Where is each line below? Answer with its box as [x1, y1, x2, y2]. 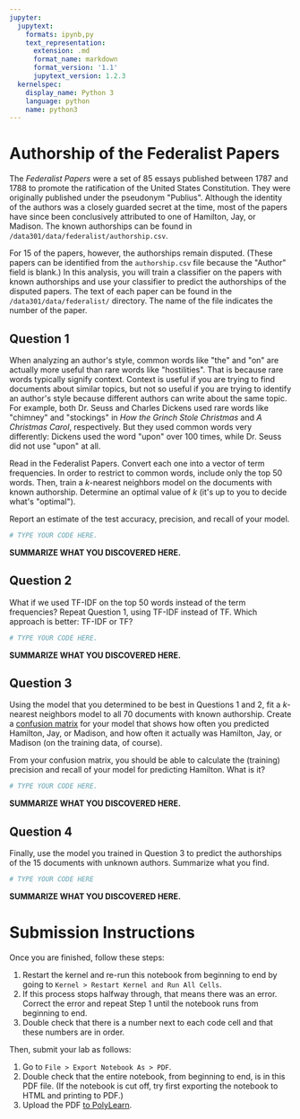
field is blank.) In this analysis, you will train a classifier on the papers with [9, 267, 282, 278]
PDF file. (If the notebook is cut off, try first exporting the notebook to [21, 1080, 279, 1091]
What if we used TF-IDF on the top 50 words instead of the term [9, 597, 246, 608]
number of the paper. [9, 305, 88, 316]
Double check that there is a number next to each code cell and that [21, 1017, 273, 1027]
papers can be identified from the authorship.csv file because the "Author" [9, 258, 287, 268]
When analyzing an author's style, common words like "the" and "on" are [9, 355, 279, 365]
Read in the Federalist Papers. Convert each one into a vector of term [9, 459, 266, 468]
